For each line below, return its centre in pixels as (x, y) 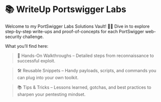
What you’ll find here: (27, 46)
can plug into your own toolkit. (48, 77)
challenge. (33, 37)
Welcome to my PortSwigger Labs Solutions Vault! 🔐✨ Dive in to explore (77, 26)
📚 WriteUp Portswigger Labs (66, 10)
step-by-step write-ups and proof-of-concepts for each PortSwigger (75, 31)
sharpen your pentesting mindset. (51, 94)
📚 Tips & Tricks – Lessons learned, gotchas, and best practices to (84, 87)
